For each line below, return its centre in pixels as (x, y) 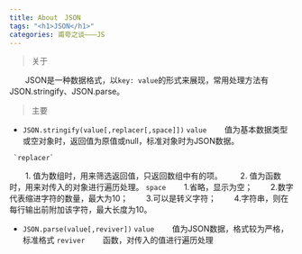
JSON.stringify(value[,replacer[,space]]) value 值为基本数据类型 (155, 130)
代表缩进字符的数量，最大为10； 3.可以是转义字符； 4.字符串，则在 (149, 198)
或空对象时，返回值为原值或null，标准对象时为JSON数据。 (131, 141)
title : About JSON (45, 18)
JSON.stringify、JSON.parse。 (67, 92)
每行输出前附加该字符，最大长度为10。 (81, 210)
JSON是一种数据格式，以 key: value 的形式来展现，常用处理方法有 (146, 80)
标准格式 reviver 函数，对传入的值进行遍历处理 (118, 240)
